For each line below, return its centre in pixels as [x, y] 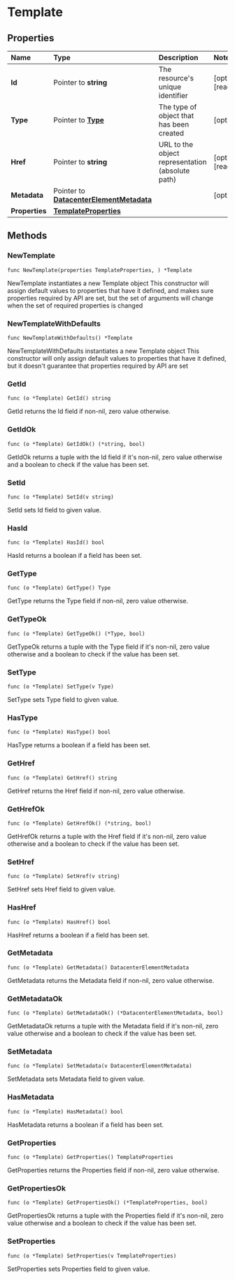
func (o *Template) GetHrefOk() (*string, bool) [79, 823]
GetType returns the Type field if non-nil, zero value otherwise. [98, 601]
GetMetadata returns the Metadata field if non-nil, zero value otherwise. [111, 980]
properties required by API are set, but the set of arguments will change [111, 298]
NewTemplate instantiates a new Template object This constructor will [108, 283]
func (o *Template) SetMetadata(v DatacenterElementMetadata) [100, 1066]
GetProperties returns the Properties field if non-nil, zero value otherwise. [113, 1170]
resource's [176, 78]
